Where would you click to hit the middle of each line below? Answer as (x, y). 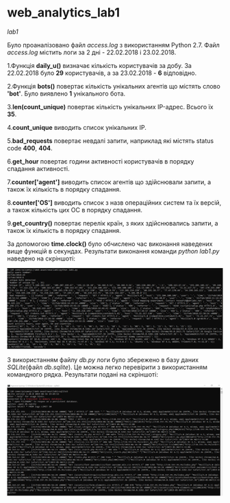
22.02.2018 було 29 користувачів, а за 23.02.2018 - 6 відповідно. (102, 73)
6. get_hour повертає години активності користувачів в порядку (101, 161)
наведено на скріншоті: (41, 258)
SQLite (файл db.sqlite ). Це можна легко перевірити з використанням (107, 367)
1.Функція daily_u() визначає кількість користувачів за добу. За (99, 65)
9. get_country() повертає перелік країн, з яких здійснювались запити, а (113, 223)
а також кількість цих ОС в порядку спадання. (75, 210)
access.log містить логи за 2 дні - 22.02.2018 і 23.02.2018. (92, 52)
